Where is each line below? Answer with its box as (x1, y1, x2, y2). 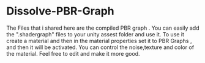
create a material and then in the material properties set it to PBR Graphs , (6, 37, 192, 44)
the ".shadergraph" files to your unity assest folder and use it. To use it (6, 30, 185, 38)
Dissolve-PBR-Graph (6, 4, 114, 18)
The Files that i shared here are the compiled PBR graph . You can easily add (6, 24, 199, 31)
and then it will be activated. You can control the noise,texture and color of (6, 44, 195, 51)
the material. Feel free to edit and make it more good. (6, 50, 140, 57)
